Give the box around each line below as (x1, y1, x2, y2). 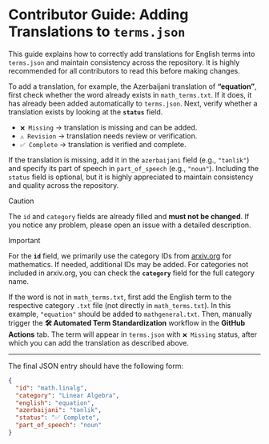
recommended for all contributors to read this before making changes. (8, 66, 240, 75)
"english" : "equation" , (15, 398, 94, 407)
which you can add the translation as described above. (8, 338, 190, 347)
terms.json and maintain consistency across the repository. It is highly (8, 58, 240, 67)
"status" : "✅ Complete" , (15, 414, 100, 422)
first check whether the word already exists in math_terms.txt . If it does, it (8, 90, 252, 99)
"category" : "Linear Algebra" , (15, 391, 120, 399)
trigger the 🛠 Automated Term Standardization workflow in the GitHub (8, 318, 246, 327)
